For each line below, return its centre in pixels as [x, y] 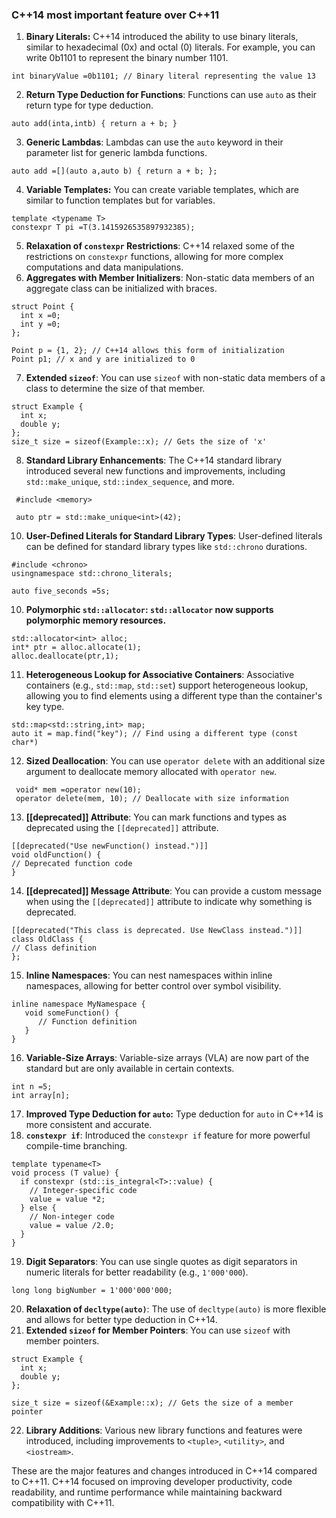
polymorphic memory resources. [96, 620]
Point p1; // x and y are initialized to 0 [103, 359]
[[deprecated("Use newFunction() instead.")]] [110, 846]
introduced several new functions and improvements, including [155, 471]
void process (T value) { [65, 1173]
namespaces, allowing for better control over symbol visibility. [153, 986]
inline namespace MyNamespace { [78, 1004]
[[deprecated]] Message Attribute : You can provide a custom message [174, 891]
